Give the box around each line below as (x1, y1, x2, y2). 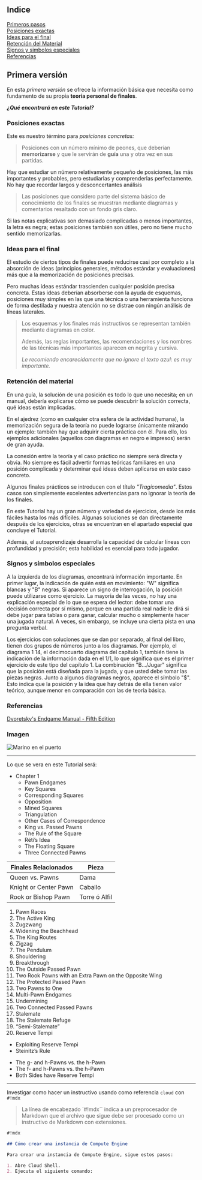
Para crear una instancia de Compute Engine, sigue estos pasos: (7, 1152, 173, 1158)
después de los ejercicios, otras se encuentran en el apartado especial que (7, 520, 192, 527)
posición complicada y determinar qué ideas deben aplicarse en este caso (7, 465, 191, 472)
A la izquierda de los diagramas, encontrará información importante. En (7, 573, 183, 580)
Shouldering (15, 953, 46, 960)
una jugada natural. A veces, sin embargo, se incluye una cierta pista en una (7, 618, 195, 625)
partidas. (21, 156, 44, 164)
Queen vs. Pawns (10, 874, 59, 882)
